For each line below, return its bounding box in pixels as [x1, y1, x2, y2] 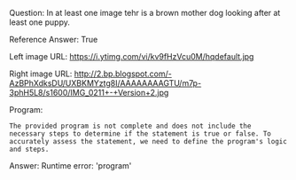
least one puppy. [9, 17, 71, 27]
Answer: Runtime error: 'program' [9, 160, 132, 171]
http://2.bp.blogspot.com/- [74, 68, 173, 79]
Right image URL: [9, 68, 73, 79]
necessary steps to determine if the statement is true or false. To [9, 129, 272, 138]
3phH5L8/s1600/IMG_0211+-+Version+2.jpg [9, 88, 169, 98]
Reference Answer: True [9, 35, 98, 44]
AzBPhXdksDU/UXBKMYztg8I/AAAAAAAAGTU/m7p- [9, 78, 202, 88]
